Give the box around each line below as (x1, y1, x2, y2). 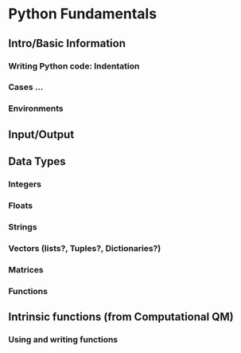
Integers (8, 178, 42, 190)
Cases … (8, 81, 44, 92)
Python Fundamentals (8, 5, 157, 23)
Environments (8, 103, 64, 114)
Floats (8, 200, 33, 211)
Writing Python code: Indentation (8, 61, 140, 72)
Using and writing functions (8, 334, 119, 345)
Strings (8, 221, 37, 232)
